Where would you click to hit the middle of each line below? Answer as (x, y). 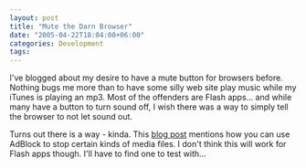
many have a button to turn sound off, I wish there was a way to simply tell (149, 107)
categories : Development (57, 43)
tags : (20, 52)
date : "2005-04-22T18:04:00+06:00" (77, 35)
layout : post (34, 18)
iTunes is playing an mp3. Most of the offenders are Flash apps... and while (151, 98)
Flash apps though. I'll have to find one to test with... (108, 154)
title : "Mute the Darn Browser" (71, 26)
